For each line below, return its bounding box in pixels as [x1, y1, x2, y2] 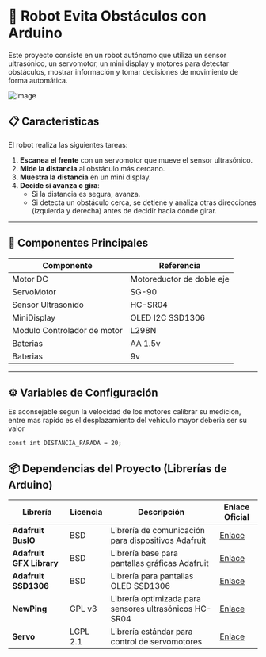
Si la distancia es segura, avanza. [31, 189, 141, 198]
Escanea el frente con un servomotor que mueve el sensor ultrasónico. [19, 155, 253, 165]
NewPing [12, 603, 47, 614]
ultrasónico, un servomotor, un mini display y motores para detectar [8, 59, 230, 68]
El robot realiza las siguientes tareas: [8, 140, 128, 149]
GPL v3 [70, 603, 97, 614]
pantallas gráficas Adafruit [110, 558, 209, 569]
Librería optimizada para [110, 594, 202, 605]
